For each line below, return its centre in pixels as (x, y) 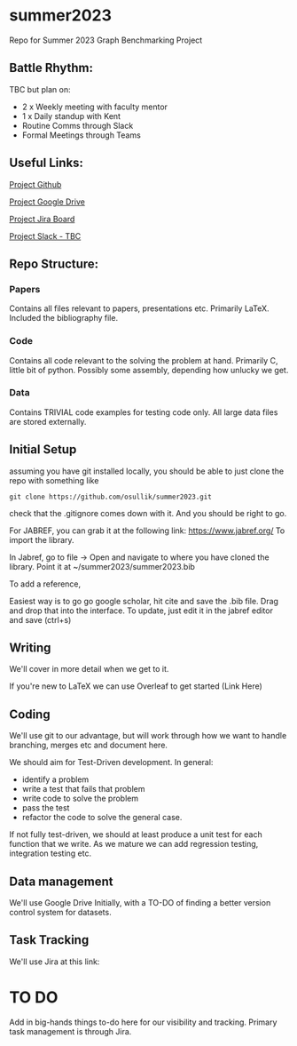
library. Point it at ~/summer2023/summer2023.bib (102, 566)
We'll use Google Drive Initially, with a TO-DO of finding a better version (140, 903)
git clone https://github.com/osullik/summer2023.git (111, 497)
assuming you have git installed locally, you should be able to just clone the (147, 471)
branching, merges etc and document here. (89, 745)
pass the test (46, 808)
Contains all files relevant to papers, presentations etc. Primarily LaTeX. (139, 308)
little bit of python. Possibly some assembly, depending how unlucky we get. (149, 370)
